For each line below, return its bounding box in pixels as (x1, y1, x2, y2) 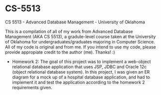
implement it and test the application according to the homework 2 (12, 79, 145, 85)
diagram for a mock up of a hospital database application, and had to (12, 74, 150, 80)
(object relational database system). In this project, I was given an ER (12, 69, 150, 75)
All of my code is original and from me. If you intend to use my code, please (5, 44, 156, 50)
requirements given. (12, 84, 52, 90)
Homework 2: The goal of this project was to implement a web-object (12, 58, 151, 64)
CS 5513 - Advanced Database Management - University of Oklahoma (5, 19, 145, 25)
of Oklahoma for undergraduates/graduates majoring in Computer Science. (5, 38, 155, 44)
